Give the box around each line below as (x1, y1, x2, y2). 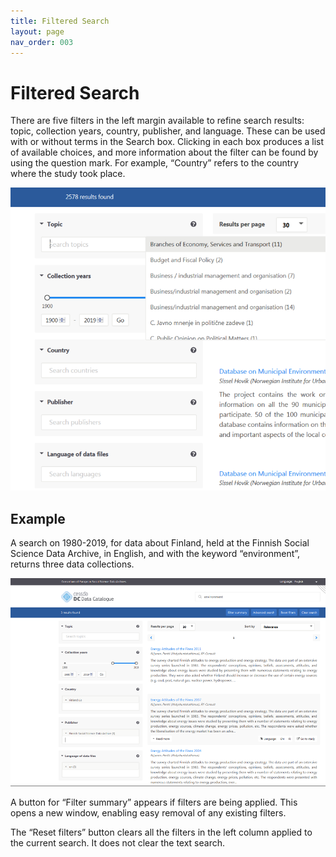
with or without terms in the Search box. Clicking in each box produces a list (10, 136, 325, 148)
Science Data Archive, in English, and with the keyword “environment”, (10, 548, 301, 560)
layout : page (10, 26, 65, 37)
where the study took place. (10, 168, 126, 180)
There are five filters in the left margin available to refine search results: (10, 115, 305, 127)
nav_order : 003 (10, 37, 74, 47)
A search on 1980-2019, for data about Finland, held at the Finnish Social (10, 537, 310, 549)
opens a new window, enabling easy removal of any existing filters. (10, 806, 287, 819)
